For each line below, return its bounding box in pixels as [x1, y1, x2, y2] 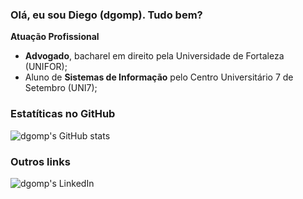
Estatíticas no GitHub [10, 107, 116, 121]
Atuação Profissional [10, 31, 100, 43]
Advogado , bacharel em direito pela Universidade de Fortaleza [24, 50, 285, 62]
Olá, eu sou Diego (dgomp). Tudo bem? [10, 8, 203, 22]
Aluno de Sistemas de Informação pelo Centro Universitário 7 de [24, 71, 294, 83]
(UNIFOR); [24, 61, 68, 73]
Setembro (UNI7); [24, 82, 98, 94]
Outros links [10, 154, 71, 168]
